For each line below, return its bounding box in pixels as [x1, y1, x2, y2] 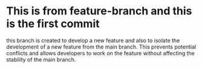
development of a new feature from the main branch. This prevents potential [6, 43, 197, 50]
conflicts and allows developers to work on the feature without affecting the [6, 49, 195, 56]
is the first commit [6, 17, 100, 31]
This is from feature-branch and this [6, 4, 192, 18]
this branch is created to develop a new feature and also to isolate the [6, 37, 180, 44]
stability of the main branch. [6, 56, 76, 63]
